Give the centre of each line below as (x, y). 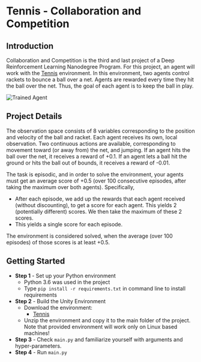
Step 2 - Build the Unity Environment (60, 301)
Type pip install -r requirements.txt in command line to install (105, 288)
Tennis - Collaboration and (74, 11)
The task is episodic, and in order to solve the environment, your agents (95, 174)
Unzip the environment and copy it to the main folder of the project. (107, 320)
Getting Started (36, 261)
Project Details (34, 116)
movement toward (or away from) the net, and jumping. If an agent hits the (98, 150)
